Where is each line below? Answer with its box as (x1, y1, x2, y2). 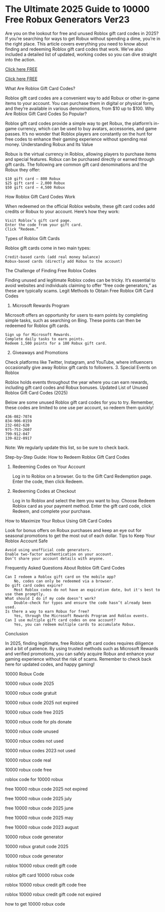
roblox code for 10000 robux (5, 776, 63, 782)
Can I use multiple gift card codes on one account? (5, 618, 116, 623)
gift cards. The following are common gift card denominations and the (5, 161, 147, 167)
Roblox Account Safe (5, 538, 48, 544)
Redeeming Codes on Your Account (12, 464, 85, 470)
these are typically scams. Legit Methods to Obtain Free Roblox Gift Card (5, 288, 154, 293)
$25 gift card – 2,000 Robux (5, 181, 65, 186)
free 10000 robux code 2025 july (5, 795, 72, 801)
